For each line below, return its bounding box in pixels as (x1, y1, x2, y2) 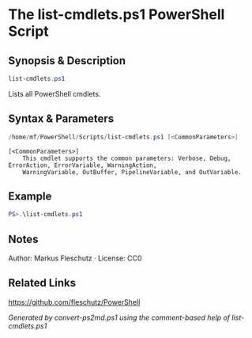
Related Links (8, 276, 77, 290)
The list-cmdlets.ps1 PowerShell (8, 6, 225, 24)
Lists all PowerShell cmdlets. (8, 89, 101, 98)
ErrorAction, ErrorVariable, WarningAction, (8, 161, 157, 169)
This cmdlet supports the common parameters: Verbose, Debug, (22, 154, 231, 162)
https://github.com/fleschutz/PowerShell (8, 297, 141, 306)
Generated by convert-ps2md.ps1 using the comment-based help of (8, 313, 231, 322)
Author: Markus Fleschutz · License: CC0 (8, 253, 142, 263)
